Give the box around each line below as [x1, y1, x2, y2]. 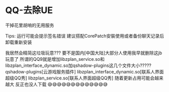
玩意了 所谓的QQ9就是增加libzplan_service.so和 [5, 56, 105, 62]
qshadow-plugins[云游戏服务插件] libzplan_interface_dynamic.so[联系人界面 [5, 68, 164, 74]
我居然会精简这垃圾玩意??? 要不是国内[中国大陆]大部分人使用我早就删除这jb [5, 50, 162, 56]
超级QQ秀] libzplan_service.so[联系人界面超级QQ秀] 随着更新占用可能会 [5, 75, 155, 81]
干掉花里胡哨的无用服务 [5, 22, 54, 28]
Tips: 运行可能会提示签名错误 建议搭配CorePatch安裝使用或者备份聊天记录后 [5, 33, 164, 39]
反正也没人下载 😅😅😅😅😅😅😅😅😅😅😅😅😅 [15, 81, 108, 87]
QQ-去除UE [5, 5, 53, 16]
